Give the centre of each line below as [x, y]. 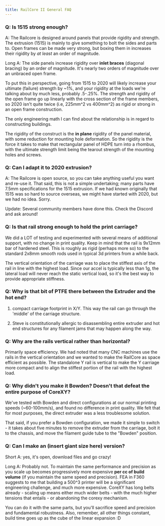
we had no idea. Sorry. [28, 199]
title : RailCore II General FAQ [38, 10]
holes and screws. [24, 155]
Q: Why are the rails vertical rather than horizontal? [68, 341]
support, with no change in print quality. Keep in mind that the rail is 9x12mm [83, 243]
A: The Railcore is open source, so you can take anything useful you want [80, 178]
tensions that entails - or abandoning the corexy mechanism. [67, 498]
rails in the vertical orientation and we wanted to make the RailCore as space [83, 357]
